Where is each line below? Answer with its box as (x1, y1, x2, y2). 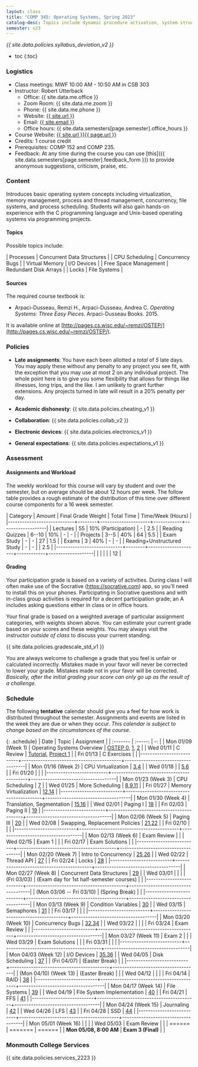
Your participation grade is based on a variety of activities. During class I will (6, 576, 192, 583)
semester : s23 (6, 25, 41, 31)
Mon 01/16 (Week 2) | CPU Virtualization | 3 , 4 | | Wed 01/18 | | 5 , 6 (31, 763, 190, 770)
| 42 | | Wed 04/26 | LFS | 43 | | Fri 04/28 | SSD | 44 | (6, 1007, 136, 1015)
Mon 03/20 (163, 914, 190, 921)
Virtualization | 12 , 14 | (6, 788, 58, 795)
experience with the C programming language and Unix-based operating (6, 209, 183, 216)
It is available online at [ (6, 322, 64, 329)
